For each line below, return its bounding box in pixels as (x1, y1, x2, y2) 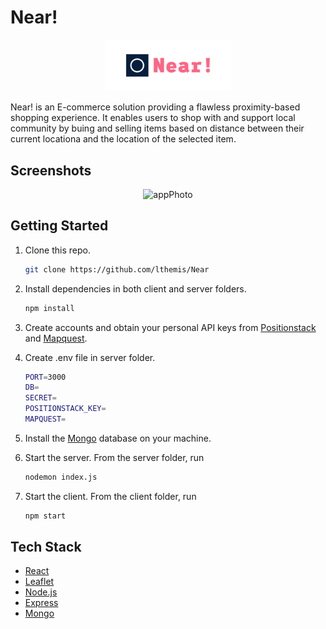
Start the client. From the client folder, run (24, 490, 197, 502)
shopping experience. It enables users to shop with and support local (10, 112, 296, 124)
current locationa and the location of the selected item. (10, 133, 237, 145)
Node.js (24, 586, 58, 598)
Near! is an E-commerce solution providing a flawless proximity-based (10, 101, 301, 113)
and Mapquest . (24, 332, 88, 344)
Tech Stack (10, 539, 82, 556)
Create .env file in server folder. (24, 351, 156, 363)
